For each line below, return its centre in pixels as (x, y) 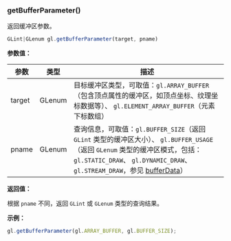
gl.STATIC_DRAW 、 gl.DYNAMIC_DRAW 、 (132, 160)
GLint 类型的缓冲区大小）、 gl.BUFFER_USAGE (143, 140)
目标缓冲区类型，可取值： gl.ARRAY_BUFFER (141, 85)
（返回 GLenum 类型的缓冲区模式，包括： (137, 150)
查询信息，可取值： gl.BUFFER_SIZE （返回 (140, 129)
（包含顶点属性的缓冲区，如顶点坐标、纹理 (142, 96)
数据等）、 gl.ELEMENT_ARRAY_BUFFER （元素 (147, 106)
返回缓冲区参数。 (31, 26)
